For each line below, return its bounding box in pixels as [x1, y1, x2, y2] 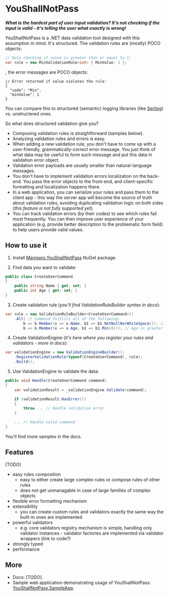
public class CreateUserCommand [5, 274, 73, 279]
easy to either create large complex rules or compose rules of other [20, 477, 160, 483]
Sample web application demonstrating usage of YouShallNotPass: [12, 579, 151, 585]
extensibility [12, 503, 38, 509]
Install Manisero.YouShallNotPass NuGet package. [12, 254, 117, 260]
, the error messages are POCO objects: [5, 69, 88, 75]
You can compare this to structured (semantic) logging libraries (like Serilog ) [5, 105, 163, 111]
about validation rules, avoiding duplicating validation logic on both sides [12, 200, 163, 206]
